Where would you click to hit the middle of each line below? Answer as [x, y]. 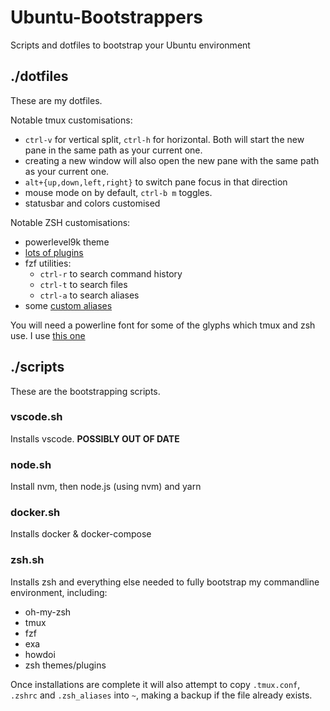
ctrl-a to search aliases [89, 295]
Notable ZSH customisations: [70, 222]
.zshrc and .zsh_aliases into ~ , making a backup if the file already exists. [161, 695]
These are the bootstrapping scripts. [85, 391]
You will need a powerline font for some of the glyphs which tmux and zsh [163, 325]
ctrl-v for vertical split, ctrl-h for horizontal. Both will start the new [164, 139]
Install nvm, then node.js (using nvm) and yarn [106, 487]
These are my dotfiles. [56, 100]
